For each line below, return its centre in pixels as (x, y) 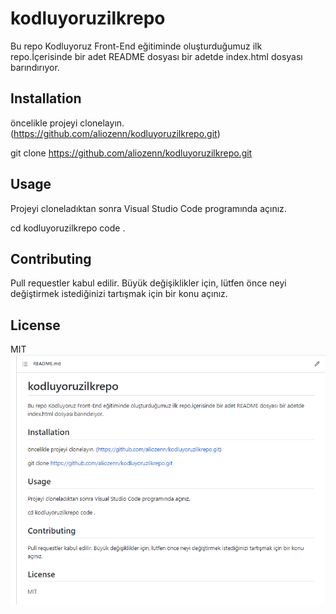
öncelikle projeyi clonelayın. (67, 123)
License (35, 325)
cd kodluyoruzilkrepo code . (68, 228)
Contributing (51, 258)
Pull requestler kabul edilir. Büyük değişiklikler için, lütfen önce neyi (148, 283)
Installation (46, 98)
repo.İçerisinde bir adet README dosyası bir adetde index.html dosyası (156, 56)
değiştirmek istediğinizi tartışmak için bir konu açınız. (119, 294)
